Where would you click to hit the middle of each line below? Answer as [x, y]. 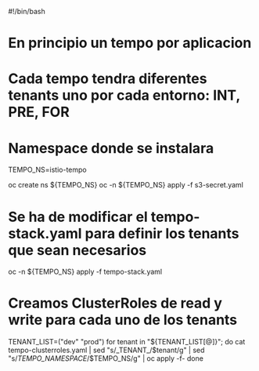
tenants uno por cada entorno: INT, [124, 95]
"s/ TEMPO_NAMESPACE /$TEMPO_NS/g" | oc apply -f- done [106, 358]
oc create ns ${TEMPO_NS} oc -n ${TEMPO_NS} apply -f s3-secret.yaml [126, 185]
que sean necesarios [77, 250]
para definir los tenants [162, 233]
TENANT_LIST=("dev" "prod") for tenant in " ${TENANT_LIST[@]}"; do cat [127, 342]
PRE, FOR [39, 112]
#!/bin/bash [27, 11]
